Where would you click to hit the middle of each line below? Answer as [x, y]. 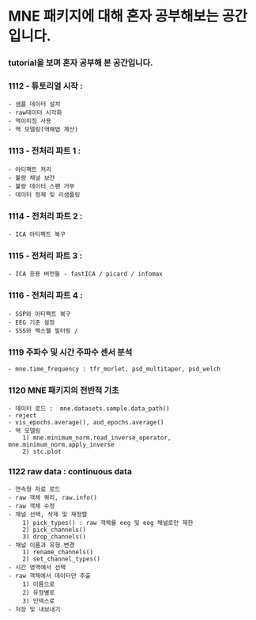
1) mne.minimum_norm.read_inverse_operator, [97, 438]
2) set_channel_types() [62, 559]
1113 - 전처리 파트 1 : [45, 151]
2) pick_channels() [55, 530]
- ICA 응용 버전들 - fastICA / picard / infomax [86, 274]
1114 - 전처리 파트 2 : [45, 216]
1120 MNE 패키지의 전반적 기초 [64, 390]
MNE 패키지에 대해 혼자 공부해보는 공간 [128, 16]
